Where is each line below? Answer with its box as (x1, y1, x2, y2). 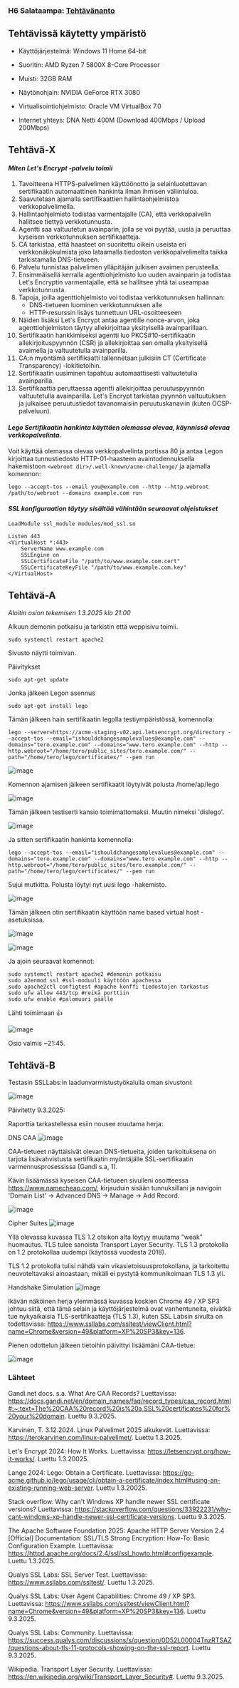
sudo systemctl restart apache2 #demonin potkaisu (8, 970, 161, 978)
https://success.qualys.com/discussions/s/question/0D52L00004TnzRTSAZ (8, 1635, 232, 1645)
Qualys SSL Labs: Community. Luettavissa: (8, 1628, 134, 1637)
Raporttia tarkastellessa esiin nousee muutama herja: (8, 1120, 164, 1128)
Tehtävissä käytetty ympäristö (8, 28, 147, 40)
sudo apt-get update (8, 676, 70, 683)
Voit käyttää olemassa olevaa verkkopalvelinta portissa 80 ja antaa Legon (8, 446, 223, 455)
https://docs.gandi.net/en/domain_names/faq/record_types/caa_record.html (8, 1396, 232, 1405)
